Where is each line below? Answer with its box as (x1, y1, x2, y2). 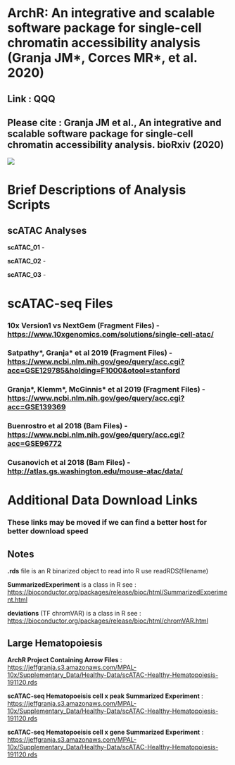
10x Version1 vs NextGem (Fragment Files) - (7, 321, 160, 330)
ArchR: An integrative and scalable (7, 5, 215, 21)
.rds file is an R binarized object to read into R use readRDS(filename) (7, 567, 209, 576)
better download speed (7, 526, 89, 536)
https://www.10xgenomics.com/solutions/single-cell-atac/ (7, 329, 215, 339)
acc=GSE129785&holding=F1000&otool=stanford (7, 366, 181, 375)
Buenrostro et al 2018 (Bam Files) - (7, 421, 128, 431)
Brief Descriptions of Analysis (7, 182, 186, 198)
